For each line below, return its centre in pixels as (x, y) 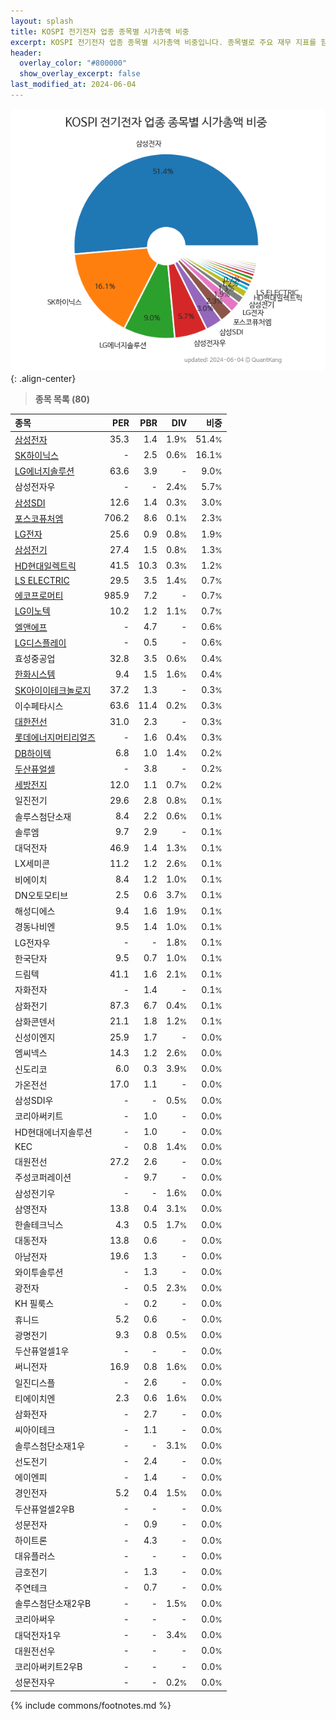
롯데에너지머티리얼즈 (55, 737)
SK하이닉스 (36, 455)
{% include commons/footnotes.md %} (91, 1705)
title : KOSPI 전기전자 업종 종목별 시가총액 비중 (100, 31)
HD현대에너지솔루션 (53, 1132)
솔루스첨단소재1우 (50, 1446)
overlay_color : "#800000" (73, 63)
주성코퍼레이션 (43, 1177)
